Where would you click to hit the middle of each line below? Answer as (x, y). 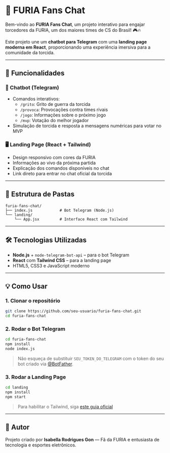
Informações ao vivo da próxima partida (54, 163)
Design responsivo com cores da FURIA (54, 157)
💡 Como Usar (26, 286)
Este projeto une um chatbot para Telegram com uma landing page (76, 42)
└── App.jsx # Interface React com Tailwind (71, 219)
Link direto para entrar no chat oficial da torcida (62, 173)
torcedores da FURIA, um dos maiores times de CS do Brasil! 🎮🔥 (73, 30)
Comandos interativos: (36, 99)
